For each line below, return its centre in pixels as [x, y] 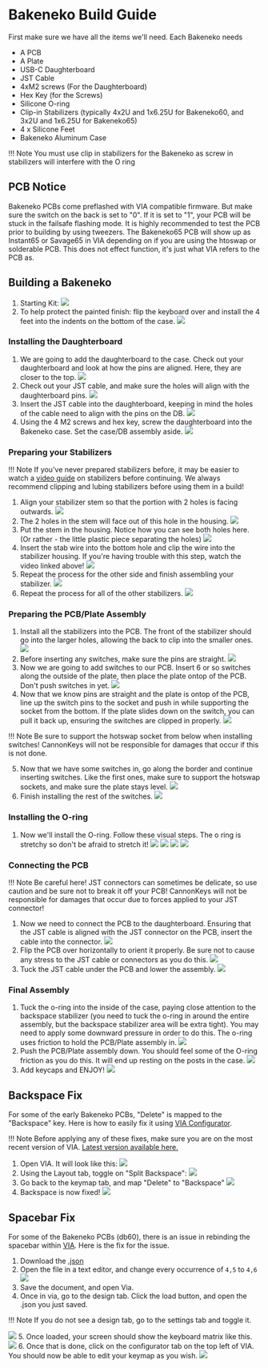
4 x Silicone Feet [47, 129]
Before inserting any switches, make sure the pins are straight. [123, 659]
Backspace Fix [46, 1095]
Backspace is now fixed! [60, 1192]
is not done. [28, 753]
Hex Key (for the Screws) [61, 95]
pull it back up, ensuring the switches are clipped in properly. [120, 721]
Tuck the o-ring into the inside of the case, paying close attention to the [138, 1007]
